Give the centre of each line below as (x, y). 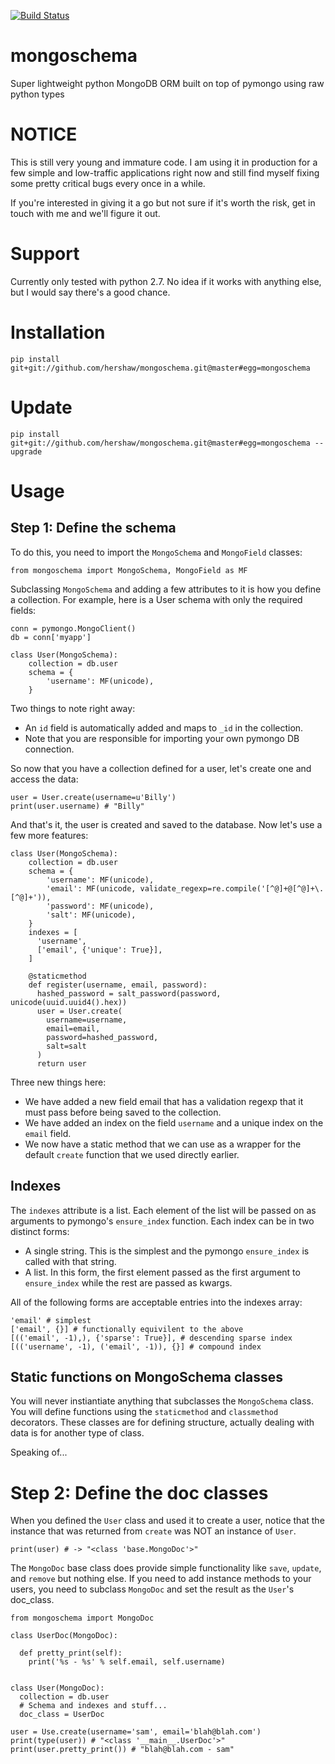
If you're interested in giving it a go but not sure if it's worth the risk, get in (163, 202)
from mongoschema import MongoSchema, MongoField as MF (129, 570)
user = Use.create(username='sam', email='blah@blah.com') (136, 1732)
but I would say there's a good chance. (90, 292)
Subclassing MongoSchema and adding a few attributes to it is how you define (166, 589)
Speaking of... (39, 1452)
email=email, (73, 1028)
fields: (23, 610)
